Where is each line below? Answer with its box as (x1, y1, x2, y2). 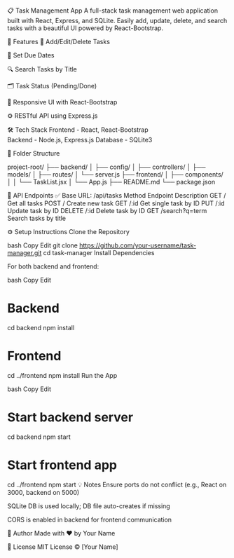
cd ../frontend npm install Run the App (7, 371, 118, 379)
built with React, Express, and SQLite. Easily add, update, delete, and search (7, 17, 228, 25)
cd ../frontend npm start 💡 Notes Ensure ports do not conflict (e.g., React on (7, 480, 227, 489)
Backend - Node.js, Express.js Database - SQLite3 (7, 136, 153, 144)
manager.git (7, 249, 42, 257)
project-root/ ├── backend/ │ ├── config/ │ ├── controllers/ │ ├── (7, 163, 206, 171)
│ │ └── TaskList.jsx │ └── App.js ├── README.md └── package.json (7, 178, 216, 186)
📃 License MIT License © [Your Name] (7, 543, 118, 551)
